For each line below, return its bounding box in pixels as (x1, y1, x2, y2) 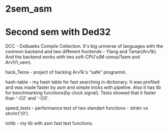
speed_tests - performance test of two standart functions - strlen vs (5, 105, 149, 111)
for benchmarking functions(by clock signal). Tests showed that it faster (5, 90, 156, 96)
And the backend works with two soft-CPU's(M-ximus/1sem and (5, 54, 140, 60)
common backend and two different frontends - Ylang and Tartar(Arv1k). (5, 49, 157, 55)
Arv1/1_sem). (5, 59, 32, 65)
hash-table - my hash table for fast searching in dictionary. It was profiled (5, 79, 160, 85)
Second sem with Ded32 (5, 26, 111, 38)
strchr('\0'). (5, 110, 30, 117)
